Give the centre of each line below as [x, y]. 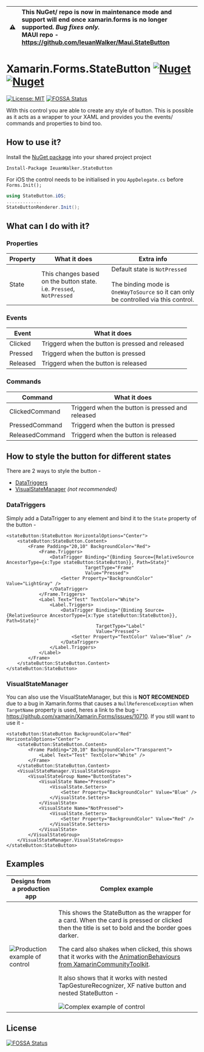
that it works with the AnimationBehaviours [120, 957]
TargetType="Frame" [110, 568]
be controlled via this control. [153, 300]
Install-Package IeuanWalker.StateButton [59, 168]
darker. [69, 935]
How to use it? [34, 142]
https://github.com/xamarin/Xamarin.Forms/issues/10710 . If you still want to [101, 716]
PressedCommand [36, 425]
